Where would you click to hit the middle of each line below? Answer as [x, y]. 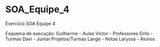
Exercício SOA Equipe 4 [30, 24]
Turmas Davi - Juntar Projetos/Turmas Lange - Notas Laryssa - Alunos [80, 39]
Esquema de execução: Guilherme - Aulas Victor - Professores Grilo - [79, 33]
